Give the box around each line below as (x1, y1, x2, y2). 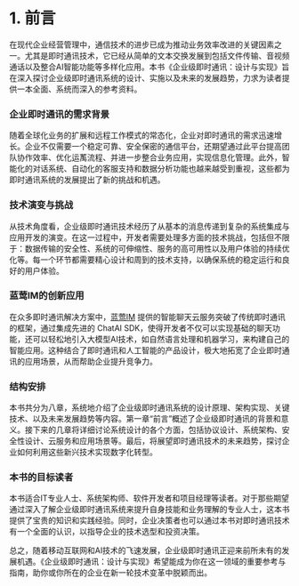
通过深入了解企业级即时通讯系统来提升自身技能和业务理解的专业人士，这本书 (9, 504, 290, 515)
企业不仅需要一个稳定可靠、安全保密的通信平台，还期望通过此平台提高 (24, 141, 282, 152)
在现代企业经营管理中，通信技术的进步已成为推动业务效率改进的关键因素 (9, 39, 274, 50)
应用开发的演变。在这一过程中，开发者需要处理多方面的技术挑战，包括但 (9, 232, 274, 243)
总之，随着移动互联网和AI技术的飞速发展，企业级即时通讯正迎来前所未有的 (9, 545, 282, 556)
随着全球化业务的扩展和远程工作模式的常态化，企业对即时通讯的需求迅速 (9, 130, 274, 140)
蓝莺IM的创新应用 (9, 290, 85, 302)
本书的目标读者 (9, 471, 74, 484)
